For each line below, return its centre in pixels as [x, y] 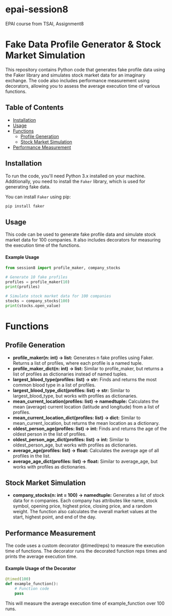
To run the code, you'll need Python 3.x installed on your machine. [75, 176]
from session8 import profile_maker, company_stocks [63, 268]
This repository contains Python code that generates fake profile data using [85, 69]
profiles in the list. [32, 456]
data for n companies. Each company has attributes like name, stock [85, 501]
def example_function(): [32, 584]
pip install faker [25, 206]
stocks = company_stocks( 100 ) [38, 301]
